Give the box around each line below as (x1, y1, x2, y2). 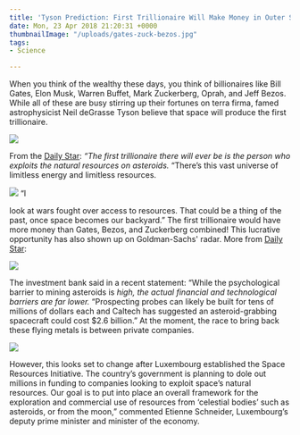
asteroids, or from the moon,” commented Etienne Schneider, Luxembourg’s (9, 406, 288, 417)
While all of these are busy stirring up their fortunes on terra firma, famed (9, 97, 279, 108)
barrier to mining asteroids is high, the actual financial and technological (9, 287, 277, 297)
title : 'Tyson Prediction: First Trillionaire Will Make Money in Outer (9, 13, 286, 22)
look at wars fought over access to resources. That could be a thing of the (9, 205, 282, 216)
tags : (9, 38, 29, 47)
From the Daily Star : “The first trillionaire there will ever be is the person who (9, 151, 291, 162)
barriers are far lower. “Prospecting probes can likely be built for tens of (9, 297, 275, 307)
